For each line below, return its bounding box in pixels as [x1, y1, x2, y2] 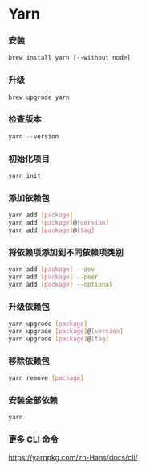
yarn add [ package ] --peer [8, 273, 99, 281]
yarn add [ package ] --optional [8, 280, 113, 288]
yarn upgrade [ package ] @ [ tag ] [8, 335, 110, 343]
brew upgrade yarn [8, 93, 70, 101]
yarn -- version [8, 132, 59, 141]
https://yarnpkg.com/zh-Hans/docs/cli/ [8, 452, 138, 463]
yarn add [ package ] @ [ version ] [8, 219, 110, 227]
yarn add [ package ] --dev [8, 266, 95, 274]
